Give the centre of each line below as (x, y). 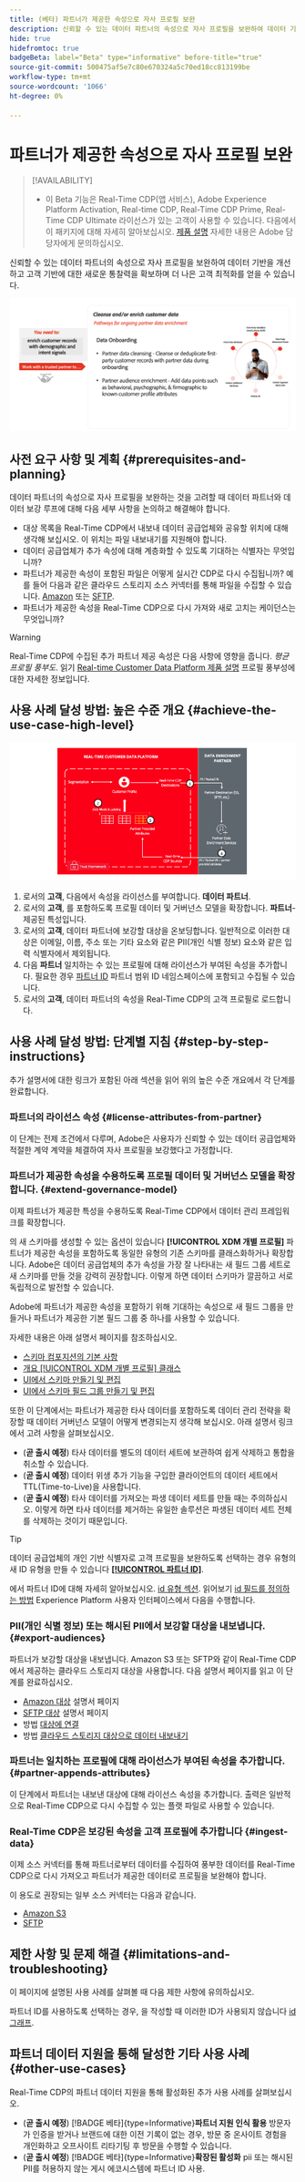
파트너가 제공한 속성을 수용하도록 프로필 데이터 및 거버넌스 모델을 (142, 1176)
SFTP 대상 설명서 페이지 (66, 1713)
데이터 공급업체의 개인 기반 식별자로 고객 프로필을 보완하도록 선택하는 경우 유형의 (153, 1558)
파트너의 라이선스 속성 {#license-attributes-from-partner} (136, 1117)
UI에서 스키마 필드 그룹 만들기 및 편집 (88, 1391)
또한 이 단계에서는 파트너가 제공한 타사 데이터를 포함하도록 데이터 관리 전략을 (146, 1410)
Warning (25, 637)
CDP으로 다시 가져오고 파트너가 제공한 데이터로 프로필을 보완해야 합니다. (138, 1876)
